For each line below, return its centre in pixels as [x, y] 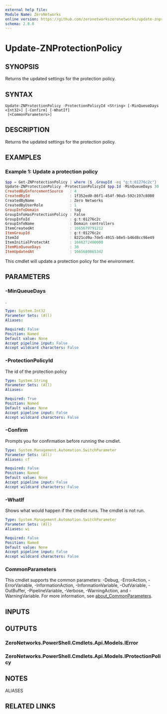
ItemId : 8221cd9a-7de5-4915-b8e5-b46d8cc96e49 [80, 238]
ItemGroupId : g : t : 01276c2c [53, 233]
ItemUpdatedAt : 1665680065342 [54, 252]
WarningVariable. [23, 596]
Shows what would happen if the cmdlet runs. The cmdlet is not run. [75, 511]
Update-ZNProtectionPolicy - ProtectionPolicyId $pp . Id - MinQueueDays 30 [82, 187]
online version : [22, 19]
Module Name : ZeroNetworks [33, 14]
